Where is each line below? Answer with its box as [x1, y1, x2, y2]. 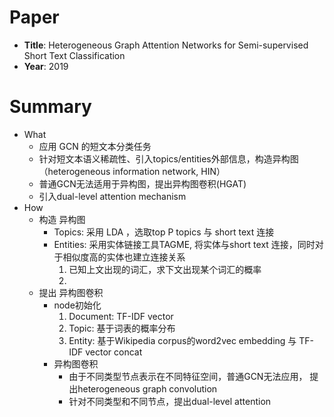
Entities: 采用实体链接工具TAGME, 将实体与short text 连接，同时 [53, 238, 316, 250]
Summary [9, 96, 92, 118]
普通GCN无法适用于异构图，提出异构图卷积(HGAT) [38, 177, 247, 190]
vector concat [85, 346, 143, 358]
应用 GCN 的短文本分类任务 [38, 140, 152, 152]
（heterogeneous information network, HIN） [38, 165, 226, 177]
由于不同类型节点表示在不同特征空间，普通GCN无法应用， [68, 370, 308, 382]
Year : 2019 [23, 60, 69, 72]
